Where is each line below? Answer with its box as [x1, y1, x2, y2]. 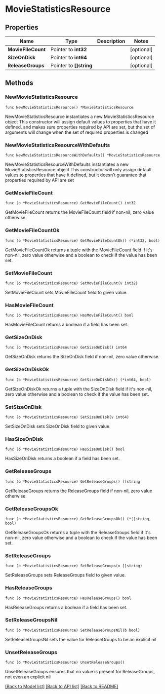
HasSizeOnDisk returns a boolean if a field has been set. [5, 456, 120, 462]
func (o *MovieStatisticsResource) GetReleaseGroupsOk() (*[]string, [5, 516, 152, 521]
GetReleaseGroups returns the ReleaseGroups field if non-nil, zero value [5, 488, 152, 494]
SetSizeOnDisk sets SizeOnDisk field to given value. [5, 424, 111, 429]
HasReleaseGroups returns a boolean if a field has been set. [5, 604, 127, 610]
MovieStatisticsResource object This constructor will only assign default [5, 166, 152, 172]
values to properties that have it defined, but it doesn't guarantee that [5, 172, 147, 178]
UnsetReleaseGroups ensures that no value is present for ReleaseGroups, [5, 669, 155, 675]
